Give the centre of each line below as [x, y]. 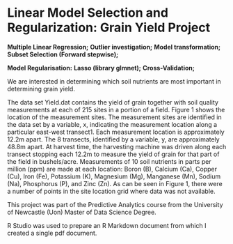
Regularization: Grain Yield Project [109, 28]
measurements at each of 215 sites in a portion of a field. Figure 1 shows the [116, 109]
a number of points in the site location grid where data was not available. [111, 191]
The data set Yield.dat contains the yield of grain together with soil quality [113, 102]
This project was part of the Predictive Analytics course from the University [115, 204]
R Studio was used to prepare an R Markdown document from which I [107, 225]
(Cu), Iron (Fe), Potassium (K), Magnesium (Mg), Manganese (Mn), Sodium [114, 176]
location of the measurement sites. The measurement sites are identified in [114, 117]
